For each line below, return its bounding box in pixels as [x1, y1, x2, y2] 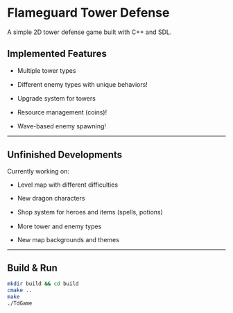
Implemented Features [7, 48, 107, 60]
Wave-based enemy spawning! [17, 122, 106, 130]
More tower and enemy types [17, 222, 102, 230]
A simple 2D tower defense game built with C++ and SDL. [7, 28, 172, 36]
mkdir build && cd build [7, 280, 79, 287]
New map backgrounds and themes [17, 235, 120, 244]
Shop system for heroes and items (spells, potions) [17, 208, 163, 217]
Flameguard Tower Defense [7, 5, 170, 21]
